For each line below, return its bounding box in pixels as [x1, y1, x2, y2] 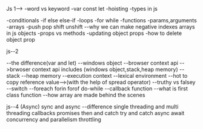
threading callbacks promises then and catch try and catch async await [6, 110, 185, 116]
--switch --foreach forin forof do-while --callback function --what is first [6, 85, 188, 92]
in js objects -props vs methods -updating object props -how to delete [6, 30, 182, 37]
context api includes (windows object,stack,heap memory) [32, 66, 179, 73]
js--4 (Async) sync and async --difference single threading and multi [6, 103, 179, 110]
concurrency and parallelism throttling [6, 116, 102, 123]
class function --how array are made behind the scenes [6, 92, 145, 98]
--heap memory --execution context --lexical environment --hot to [21, 72, 188, 79]
